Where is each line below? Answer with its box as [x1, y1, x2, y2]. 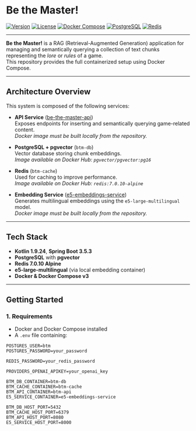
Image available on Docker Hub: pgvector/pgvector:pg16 [14, 156, 152, 163]
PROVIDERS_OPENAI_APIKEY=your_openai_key [6, 369, 108, 374]
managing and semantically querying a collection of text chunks [6, 46, 160, 53]
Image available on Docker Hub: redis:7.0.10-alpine [14, 179, 143, 187]
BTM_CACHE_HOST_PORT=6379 [6, 409, 69, 415]
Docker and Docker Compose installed [14, 325, 108, 333]
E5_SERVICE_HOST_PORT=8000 [6, 420, 72, 426]
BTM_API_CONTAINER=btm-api [6, 389, 72, 395]
